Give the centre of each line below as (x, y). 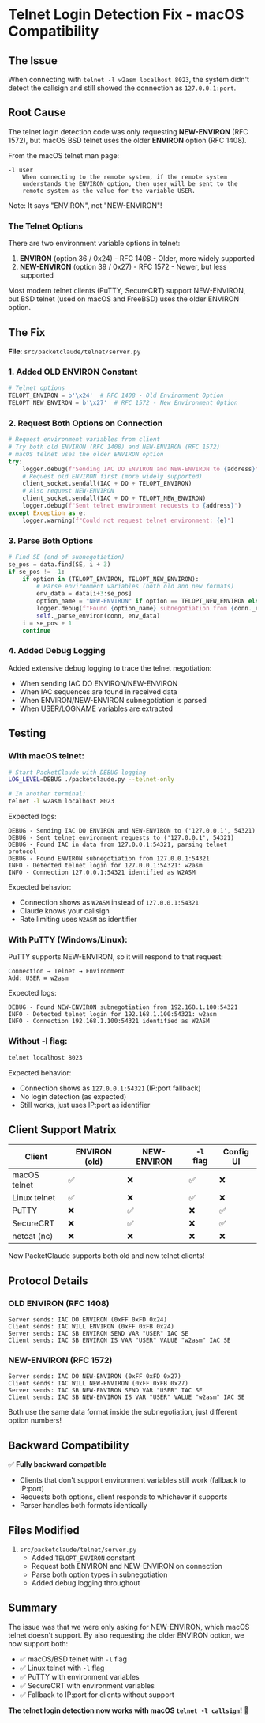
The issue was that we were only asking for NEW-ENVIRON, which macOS (129, 1627)
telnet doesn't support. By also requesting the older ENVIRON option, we (126, 1635)
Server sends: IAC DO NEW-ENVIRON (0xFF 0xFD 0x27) (95, 1377)
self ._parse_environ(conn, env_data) (98, 616)
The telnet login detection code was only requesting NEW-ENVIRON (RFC (128, 131)
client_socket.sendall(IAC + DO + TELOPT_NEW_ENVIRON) (114, 499)
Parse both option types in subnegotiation (99, 1574)
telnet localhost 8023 (45, 1057)
